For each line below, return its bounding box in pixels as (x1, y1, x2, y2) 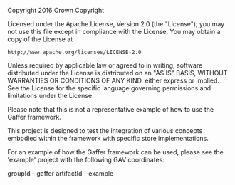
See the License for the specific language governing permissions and (7, 84, 211, 92)
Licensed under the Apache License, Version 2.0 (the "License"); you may (7, 20, 225, 28)
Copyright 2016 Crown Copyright (7, 6, 105, 14)
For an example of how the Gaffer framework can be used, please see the (7, 148, 224, 156)
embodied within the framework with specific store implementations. (7, 134, 209, 142)
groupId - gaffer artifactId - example (7, 169, 114, 177)
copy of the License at (7, 35, 73, 43)
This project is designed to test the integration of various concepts (7, 127, 203, 134)
